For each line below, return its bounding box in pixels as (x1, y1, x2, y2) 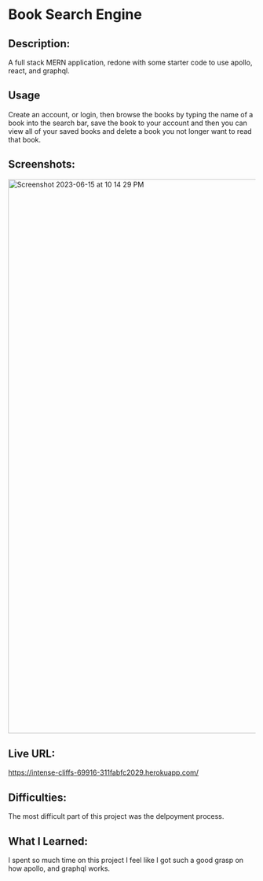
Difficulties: (8, 790, 67, 804)
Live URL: (8, 747, 56, 761)
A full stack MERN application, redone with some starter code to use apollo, (8, 57, 253, 67)
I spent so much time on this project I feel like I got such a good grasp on (8, 856, 244, 865)
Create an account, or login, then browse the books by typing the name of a (8, 109, 254, 119)
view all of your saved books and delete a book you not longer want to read (8, 126, 253, 135)
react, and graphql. (8, 66, 70, 76)
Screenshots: (8, 157, 76, 171)
